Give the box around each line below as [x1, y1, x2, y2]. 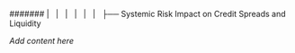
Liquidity [9, 18, 42, 29]
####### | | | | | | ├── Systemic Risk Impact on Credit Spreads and [9, 9, 286, 19]
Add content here [9, 36, 75, 46]
